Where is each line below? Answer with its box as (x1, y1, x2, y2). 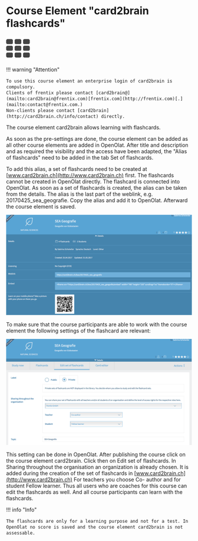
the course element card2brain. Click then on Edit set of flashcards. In (6, 457, 176, 464)
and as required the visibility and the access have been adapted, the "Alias (6, 147, 187, 154)
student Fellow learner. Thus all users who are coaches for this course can (6, 482, 187, 490)
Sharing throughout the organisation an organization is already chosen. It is (6, 464, 189, 471)
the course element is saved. (6, 203, 77, 210)
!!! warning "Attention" (6, 66, 60, 73)
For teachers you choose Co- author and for (73, 476, 181, 483)
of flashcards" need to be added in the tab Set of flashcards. (6, 154, 154, 161)
